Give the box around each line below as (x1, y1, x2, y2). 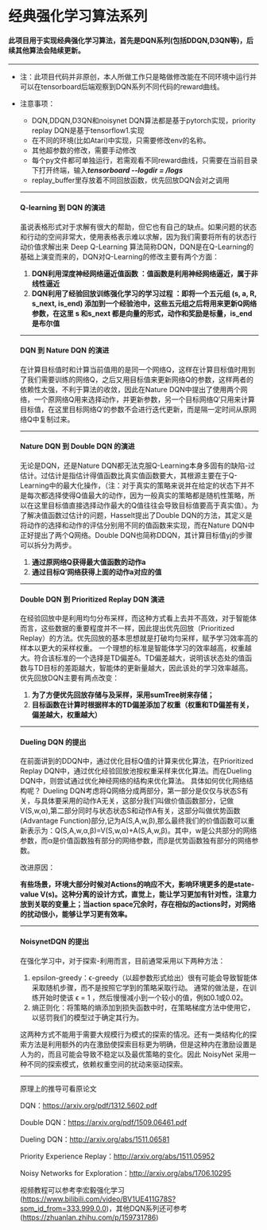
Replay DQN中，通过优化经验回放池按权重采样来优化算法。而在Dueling (19, 766, 252, 776)
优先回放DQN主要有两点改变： (19, 673, 120, 683)
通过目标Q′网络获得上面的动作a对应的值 (31, 567, 162, 577)
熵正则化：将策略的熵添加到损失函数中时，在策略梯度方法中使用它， (31, 1002, 255, 1012)
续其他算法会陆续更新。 (8, 45, 85, 55)
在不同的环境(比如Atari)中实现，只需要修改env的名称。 (31, 136, 211, 146)
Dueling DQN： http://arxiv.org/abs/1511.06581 (19, 1135, 170, 1144)
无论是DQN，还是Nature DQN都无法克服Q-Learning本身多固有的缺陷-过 (19, 461, 256, 470)
